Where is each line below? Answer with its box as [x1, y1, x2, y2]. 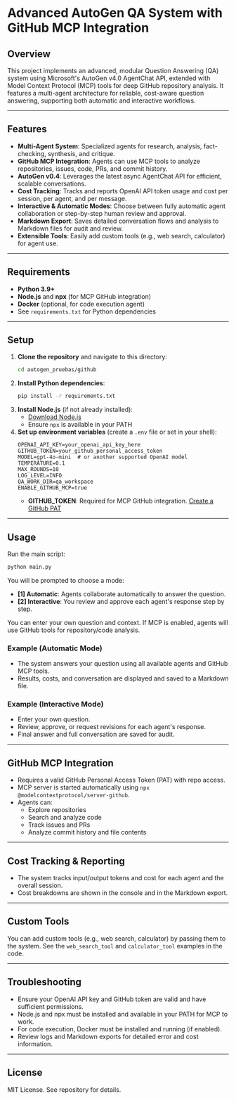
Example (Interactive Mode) [7, 700, 104, 709]
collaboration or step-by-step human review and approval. [17, 209, 186, 217]
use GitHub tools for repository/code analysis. [7, 626, 140, 634]
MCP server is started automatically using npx [17, 783, 150, 792]
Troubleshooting [7, 976, 82, 989]
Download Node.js [27, 413, 82, 421]
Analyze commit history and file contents [27, 828, 147, 837]
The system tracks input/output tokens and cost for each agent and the [17, 874, 224, 882]
